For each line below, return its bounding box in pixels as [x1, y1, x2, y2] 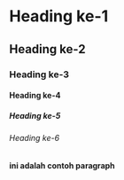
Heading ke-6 [9, 133, 60, 144]
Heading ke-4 [9, 90, 61, 101]
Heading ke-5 [9, 110, 61, 121]
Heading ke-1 [9, 6, 109, 27]
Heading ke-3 [9, 68, 69, 81]
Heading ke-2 [9, 42, 86, 57]
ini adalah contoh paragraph [9, 160, 115, 170]
